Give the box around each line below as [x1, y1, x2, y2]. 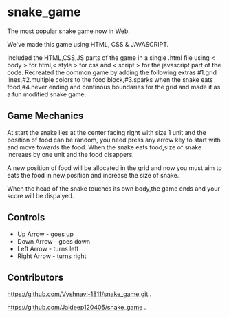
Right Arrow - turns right [17, 252, 87, 260]
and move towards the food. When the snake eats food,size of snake [7, 142, 202, 151]
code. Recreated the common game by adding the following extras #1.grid [7, 68, 217, 76]
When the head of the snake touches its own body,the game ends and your [7, 184, 220, 193]
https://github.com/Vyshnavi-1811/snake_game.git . [7, 290, 152, 298]
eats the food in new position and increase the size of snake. [7, 171, 179, 179]
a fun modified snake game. [7, 90, 87, 98]
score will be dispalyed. [7, 191, 74, 200]
